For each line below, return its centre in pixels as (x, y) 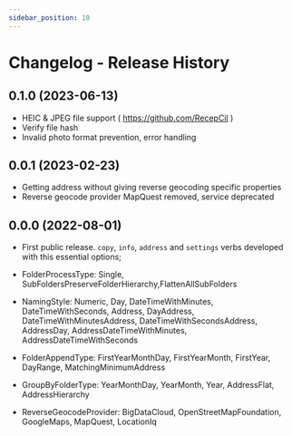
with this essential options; (71, 257)
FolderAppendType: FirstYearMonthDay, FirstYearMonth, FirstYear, (146, 358)
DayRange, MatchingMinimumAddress (93, 367)
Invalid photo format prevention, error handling (109, 137)
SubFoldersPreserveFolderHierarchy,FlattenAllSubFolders (129, 284)
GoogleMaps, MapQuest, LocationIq (89, 421)
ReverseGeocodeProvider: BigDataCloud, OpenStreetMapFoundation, (151, 412)
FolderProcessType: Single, (73, 275)
